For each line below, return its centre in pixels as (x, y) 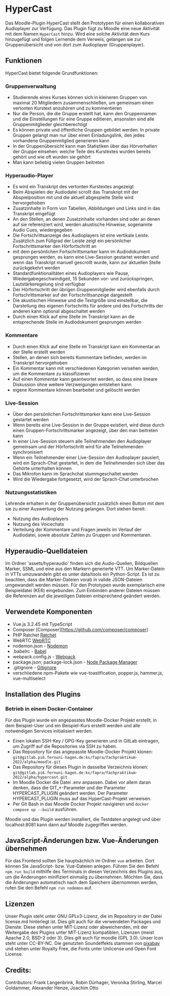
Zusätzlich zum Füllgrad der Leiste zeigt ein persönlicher (72, 241)
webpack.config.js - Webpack (44, 656)
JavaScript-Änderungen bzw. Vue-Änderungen (82, 840)
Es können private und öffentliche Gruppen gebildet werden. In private (86, 130)
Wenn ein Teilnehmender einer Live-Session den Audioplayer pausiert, (86, 457)
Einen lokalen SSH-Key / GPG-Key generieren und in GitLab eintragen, (86, 740)
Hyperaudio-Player (29, 175)
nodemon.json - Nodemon (40, 646)
